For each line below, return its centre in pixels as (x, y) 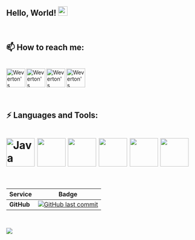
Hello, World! (31, 13)
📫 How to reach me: (45, 48)
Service (21, 195)
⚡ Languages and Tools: (52, 115)
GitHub (20, 205)
